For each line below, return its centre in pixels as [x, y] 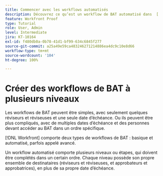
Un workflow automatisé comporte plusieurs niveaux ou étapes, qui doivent [81, 152]
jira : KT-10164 [21, 37]
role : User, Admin [24, 28]
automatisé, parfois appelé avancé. [40, 143]
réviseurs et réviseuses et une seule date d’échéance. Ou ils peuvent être [79, 118]
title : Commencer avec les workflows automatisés [57, 10]
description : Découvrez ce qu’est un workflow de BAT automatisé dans [79, 14]
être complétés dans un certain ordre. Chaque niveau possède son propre [80, 158]
